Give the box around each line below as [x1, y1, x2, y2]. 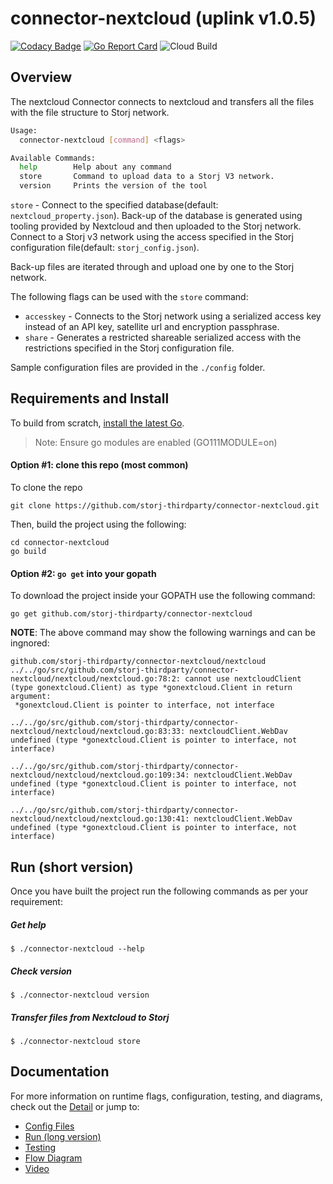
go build [10, 547, 47, 557]
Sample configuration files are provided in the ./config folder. [10, 362, 266, 373]
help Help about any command [19, 162, 172, 172]
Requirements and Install [10, 390, 170, 407]
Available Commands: [10, 153, 97, 163]
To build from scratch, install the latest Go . [10, 417, 185, 429]
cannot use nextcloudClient [184, 674, 302, 684]
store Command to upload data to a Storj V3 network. [19, 172, 275, 182]
